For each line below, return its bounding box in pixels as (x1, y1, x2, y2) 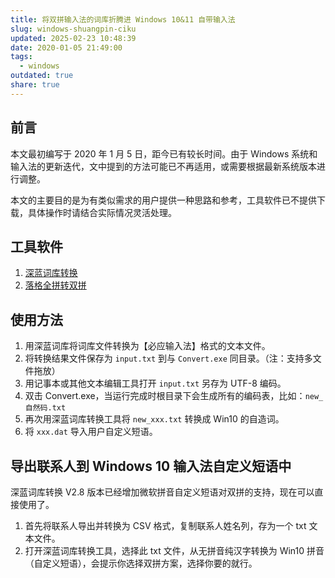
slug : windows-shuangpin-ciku (10, 24, 137, 34)
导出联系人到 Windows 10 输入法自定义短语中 (10, 457, 292, 475)
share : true (10, 80, 60, 90)
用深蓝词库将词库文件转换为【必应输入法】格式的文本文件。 (24, 340, 271, 352)
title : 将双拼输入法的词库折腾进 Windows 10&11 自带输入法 (10, 14, 236, 25)
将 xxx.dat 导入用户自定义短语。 (24, 426, 158, 438)
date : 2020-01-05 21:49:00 (10, 42, 123, 53)
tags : (10, 52, 33, 62)
